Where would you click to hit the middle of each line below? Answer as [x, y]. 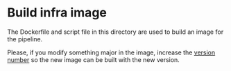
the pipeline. [25, 39]
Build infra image [57, 13]
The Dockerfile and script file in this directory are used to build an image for [115, 32]
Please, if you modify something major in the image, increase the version [111, 52]
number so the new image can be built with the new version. [94, 59]
